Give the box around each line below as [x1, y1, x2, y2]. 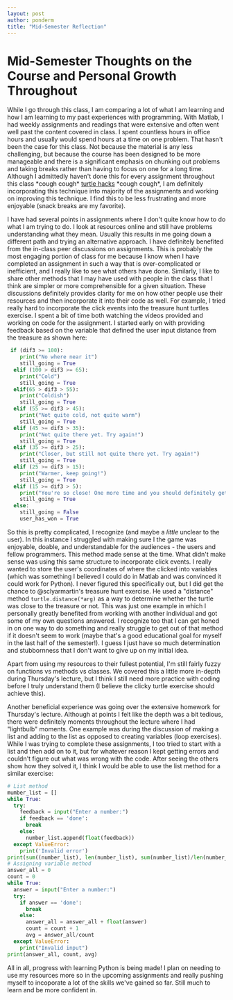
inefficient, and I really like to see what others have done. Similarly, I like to [7, 267, 220, 276]
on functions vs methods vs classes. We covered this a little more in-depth [7, 667, 221, 675]
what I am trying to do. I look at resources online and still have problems [7, 223, 213, 231]
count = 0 [7, 873, 36, 880]
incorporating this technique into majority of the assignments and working [7, 187, 218, 196]
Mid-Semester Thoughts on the [7, 53, 192, 69]
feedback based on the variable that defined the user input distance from [7, 326, 217, 335]
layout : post [7, 10, 45, 17]
